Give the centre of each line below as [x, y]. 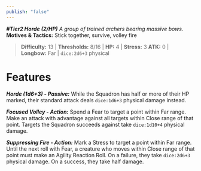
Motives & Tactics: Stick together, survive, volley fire [72, 35]
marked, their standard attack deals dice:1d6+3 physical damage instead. [96, 100]
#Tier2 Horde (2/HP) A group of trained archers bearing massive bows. [95, 29]
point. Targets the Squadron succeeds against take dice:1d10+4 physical [95, 124]
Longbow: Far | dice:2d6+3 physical [65, 53]
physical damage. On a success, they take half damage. [75, 161]
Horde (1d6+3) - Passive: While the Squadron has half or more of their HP [98, 94]
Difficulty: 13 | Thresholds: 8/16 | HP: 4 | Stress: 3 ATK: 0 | [95, 47]
